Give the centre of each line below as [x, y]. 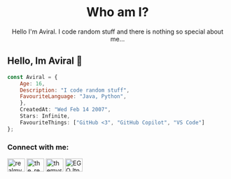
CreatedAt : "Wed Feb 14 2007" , [65, 110]
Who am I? [118, 12]
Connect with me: [38, 147]
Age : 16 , [33, 84]
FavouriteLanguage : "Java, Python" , [73, 96]
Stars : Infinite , [45, 116]
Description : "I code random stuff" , [75, 90]
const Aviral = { [33, 77]
